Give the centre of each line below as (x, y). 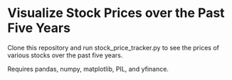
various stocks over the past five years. (65, 55)
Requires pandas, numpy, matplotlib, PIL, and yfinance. (88, 69)
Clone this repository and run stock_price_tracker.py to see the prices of (113, 47)
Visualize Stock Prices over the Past (116, 13)
